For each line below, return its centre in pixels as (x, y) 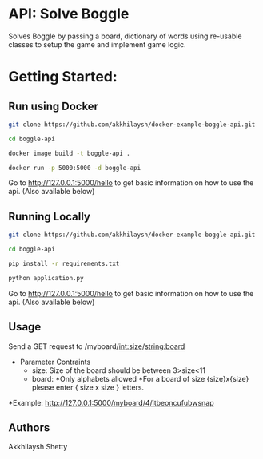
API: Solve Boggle (69, 14)
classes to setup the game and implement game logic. (97, 44)
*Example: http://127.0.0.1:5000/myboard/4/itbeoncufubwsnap (111, 402)
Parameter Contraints (55, 362)
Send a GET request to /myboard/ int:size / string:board (97, 346)
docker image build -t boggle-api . (69, 153)
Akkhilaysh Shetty (38, 447)
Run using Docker (53, 106)
